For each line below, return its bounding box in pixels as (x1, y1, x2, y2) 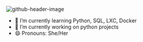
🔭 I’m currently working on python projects (14, 24, 119, 30)
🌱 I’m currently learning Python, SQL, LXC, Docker (14, 17, 137, 24)
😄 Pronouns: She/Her (14, 30, 69, 37)
